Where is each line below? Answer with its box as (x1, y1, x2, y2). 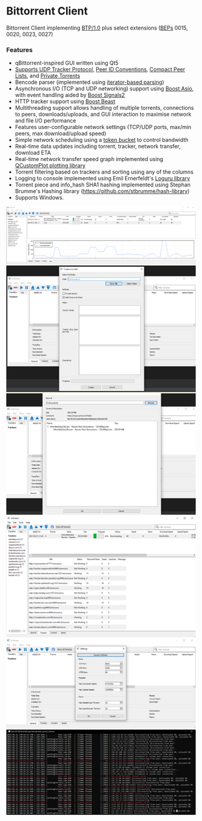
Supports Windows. (14, 194, 64, 201)
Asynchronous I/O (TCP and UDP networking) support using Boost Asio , (14, 85, 194, 92)
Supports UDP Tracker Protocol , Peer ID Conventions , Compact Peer (14, 66, 185, 73)
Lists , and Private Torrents (14, 72, 81, 80)
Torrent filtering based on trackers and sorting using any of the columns (14, 168, 194, 176)
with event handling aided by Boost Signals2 (14, 92, 125, 99)
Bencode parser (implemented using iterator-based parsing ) (14, 78, 164, 86)
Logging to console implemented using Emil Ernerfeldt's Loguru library (14, 175, 191, 182)
